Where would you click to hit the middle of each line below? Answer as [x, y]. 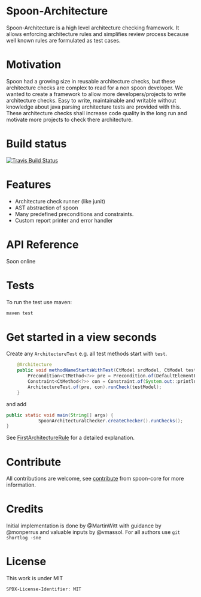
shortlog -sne [24, 538]
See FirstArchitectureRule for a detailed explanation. [70, 438]
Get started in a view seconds [82, 337]
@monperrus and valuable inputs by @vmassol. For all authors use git [93, 532]
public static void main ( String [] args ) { [60, 415]
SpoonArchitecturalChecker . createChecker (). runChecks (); [111, 421]
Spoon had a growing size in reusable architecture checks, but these [91, 81]
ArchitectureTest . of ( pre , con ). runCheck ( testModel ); [95, 387]
